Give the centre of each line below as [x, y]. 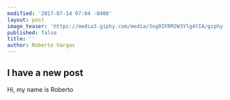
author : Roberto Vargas [41, 45]
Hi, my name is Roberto [40, 89]
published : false [32, 33]
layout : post [26, 20]
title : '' [21, 39]
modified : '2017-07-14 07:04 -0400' [60, 13]
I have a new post [45, 73]
